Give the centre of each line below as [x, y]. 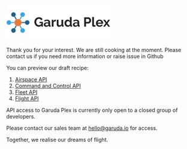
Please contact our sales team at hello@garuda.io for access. [82, 128]
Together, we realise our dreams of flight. [57, 140]
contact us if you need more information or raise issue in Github [85, 56]
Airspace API [31, 79]
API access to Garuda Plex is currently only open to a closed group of [92, 110]
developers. [21, 116]
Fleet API [26, 92]
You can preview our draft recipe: [47, 68]
